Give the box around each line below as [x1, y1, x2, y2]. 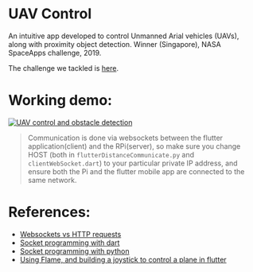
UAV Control [8, 5, 92, 23]
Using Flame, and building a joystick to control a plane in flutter [19, 255, 227, 264]
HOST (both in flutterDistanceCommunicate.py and [27, 150, 195, 159]
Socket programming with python [19, 246, 130, 255]
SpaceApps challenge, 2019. [8, 48, 102, 57]
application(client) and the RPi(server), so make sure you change [27, 141, 241, 151]
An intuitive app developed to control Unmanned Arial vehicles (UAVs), [8, 31, 239, 41]
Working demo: [8, 91, 113, 110]
